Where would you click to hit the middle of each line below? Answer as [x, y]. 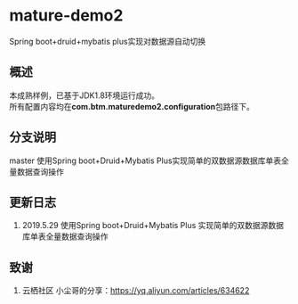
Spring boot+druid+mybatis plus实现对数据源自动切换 [108, 41]
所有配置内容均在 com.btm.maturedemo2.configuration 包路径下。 [132, 106]
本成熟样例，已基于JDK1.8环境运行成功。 [85, 95]
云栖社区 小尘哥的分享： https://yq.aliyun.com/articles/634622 [136, 291]
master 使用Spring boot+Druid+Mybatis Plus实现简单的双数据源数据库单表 [145, 160]
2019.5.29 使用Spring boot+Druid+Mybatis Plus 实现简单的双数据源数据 [153, 226]
